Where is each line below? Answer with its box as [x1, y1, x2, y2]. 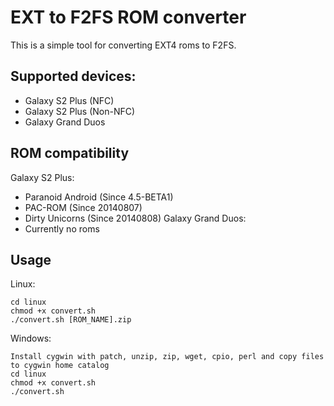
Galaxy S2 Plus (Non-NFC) [24, 105, 136, 117]
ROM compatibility [10, 145, 130, 162]
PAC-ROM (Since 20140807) [24, 201, 143, 213]
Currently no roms [24, 222, 100, 235]
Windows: [10, 332, 52, 345]
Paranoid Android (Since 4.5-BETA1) [24, 191, 174, 203]
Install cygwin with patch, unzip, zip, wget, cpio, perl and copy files [10, 352, 325, 362]
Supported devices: [10, 68, 137, 85]
